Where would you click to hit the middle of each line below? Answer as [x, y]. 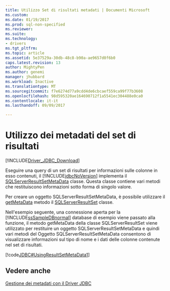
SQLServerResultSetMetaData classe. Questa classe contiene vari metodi [83, 181]
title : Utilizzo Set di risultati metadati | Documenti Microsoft [78, 10]
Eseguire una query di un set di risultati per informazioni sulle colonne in [81, 170]
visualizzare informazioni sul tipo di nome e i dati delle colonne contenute [83, 240]
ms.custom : [17, 15]
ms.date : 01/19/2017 [27, 20]
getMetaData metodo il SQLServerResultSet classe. [60, 202]
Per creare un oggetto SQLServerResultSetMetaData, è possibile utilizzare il [85, 197]
